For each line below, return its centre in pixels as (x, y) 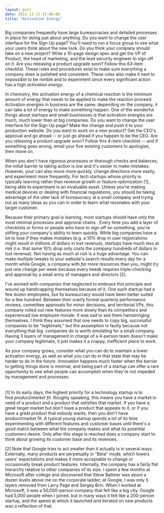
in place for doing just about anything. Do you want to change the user (76, 38)
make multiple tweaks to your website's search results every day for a (75, 259)
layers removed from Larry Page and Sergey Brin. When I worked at (73, 485)
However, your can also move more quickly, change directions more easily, (80, 171)
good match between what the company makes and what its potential (75, 429)
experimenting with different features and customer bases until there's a (78, 424)
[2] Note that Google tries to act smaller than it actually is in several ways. (79, 449)
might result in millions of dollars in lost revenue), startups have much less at (82, 244)
